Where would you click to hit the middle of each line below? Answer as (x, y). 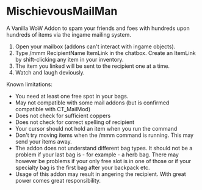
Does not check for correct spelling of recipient (75, 122)
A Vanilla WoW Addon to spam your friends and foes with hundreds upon (98, 28)
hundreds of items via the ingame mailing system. (69, 34)
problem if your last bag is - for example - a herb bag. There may (97, 155)
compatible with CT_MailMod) (53, 109)
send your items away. (43, 141)
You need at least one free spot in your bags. (72, 96)
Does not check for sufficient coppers (63, 115)
